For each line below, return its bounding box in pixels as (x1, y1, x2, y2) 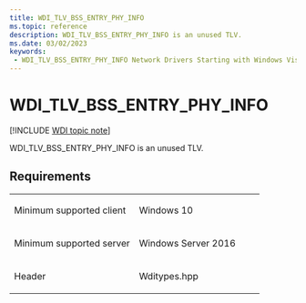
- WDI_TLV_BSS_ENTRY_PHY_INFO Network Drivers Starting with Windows (13, 56, 283, 65)
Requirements (9, 169, 91, 185)
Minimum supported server (14, 237, 130, 249)
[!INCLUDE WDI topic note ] (9, 125, 111, 136)
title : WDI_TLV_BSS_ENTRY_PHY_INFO (9, 13, 145, 23)
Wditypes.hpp (138, 269, 199, 282)
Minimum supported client (14, 204, 127, 217)
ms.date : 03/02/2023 (9, 38, 88, 48)
